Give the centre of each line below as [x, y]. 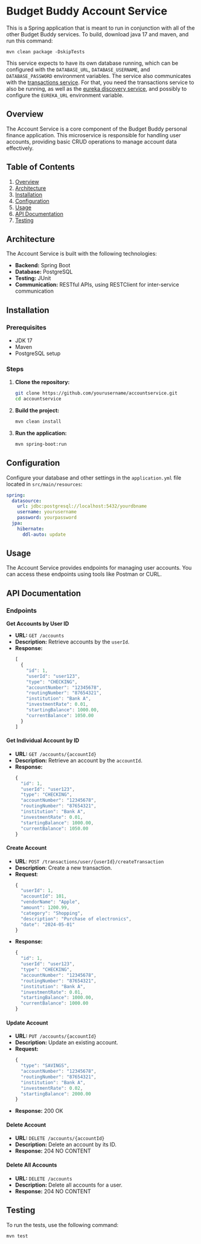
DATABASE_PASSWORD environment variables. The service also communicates [99, 76]
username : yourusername [47, 512]
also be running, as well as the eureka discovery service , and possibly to [97, 88]
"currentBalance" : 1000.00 [55, 1003]
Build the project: [37, 411]
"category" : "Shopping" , [52, 913]
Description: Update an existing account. [67, 1043]
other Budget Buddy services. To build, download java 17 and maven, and [97, 34]
